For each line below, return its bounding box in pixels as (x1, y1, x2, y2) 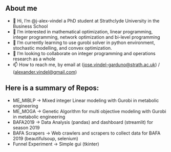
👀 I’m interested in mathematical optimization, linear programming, (12, 28, 153, 35)
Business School (12, 23, 48, 29)
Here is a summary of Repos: (5, 84, 99, 93)
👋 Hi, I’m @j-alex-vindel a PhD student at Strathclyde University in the (12, 17, 160, 24)
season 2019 (12, 124, 40, 131)
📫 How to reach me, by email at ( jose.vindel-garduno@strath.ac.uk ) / (12, 61, 160, 68)
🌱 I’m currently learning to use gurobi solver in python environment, (12, 39, 155, 46)
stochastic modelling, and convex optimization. (12, 45, 112, 51)
